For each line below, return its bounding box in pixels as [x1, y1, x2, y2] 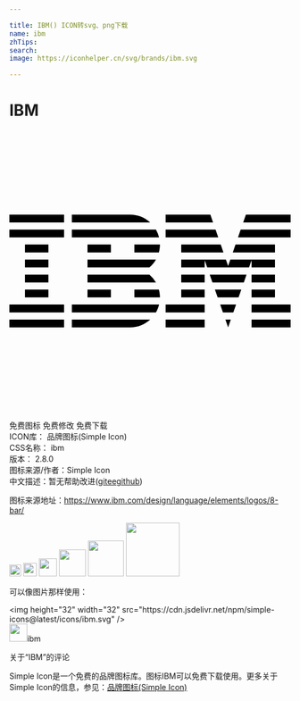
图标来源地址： [9, 495, 64, 505]
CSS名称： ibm [9, 443, 65, 454]
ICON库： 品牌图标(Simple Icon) [9, 431, 128, 442]
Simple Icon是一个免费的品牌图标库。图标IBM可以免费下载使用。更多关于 [9, 671, 279, 681]
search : [9, 46, 38, 54]
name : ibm [9, 29, 46, 38]
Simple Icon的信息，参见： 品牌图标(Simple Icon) [9, 682, 187, 693]
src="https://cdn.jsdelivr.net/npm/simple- [121, 605, 275, 615]
